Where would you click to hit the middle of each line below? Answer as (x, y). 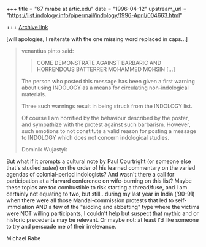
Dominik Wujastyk (44, 149)
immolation (21, 207)
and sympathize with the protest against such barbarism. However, (106, 124)
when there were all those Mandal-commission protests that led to (90, 200)
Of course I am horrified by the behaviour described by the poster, (105, 118)
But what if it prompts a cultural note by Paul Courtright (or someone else (99, 161)
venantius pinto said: (48, 51)
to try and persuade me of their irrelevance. (61, 226)
